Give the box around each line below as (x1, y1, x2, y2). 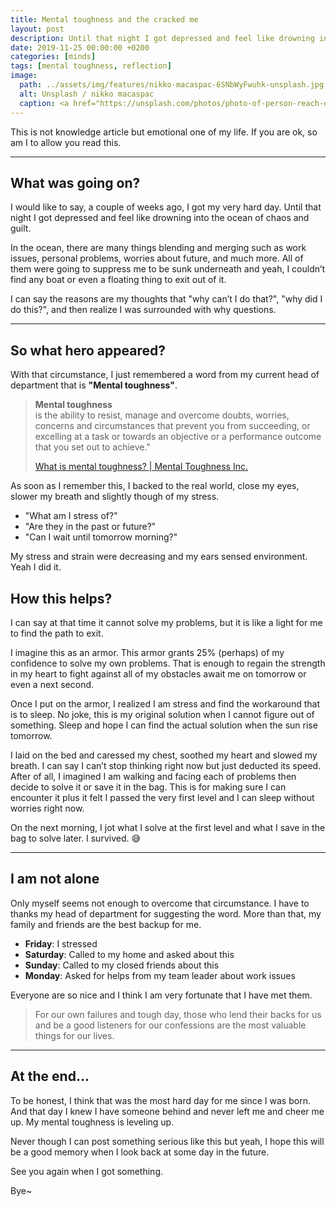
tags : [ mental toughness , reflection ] (10, 61, 172, 71)
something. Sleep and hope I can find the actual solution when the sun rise (10, 719, 318, 731)
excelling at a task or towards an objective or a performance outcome (34, 431, 322, 443)
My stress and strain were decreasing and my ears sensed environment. (10, 551, 308, 563)
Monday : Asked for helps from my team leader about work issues (24, 969, 296, 981)
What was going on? (10, 174, 141, 191)
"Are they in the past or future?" (24, 521, 157, 533)
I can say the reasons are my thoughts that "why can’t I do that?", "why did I (10, 293, 323, 305)
